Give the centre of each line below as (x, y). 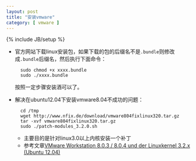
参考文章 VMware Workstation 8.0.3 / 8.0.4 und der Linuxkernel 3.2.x (107, 146)
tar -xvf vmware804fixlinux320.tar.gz (68, 121)
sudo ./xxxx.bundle (44, 75)
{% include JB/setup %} (36, 40)
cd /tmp (30, 111)
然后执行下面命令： (83, 59)
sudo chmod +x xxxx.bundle (54, 70)
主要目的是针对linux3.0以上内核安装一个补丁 (77, 138)
